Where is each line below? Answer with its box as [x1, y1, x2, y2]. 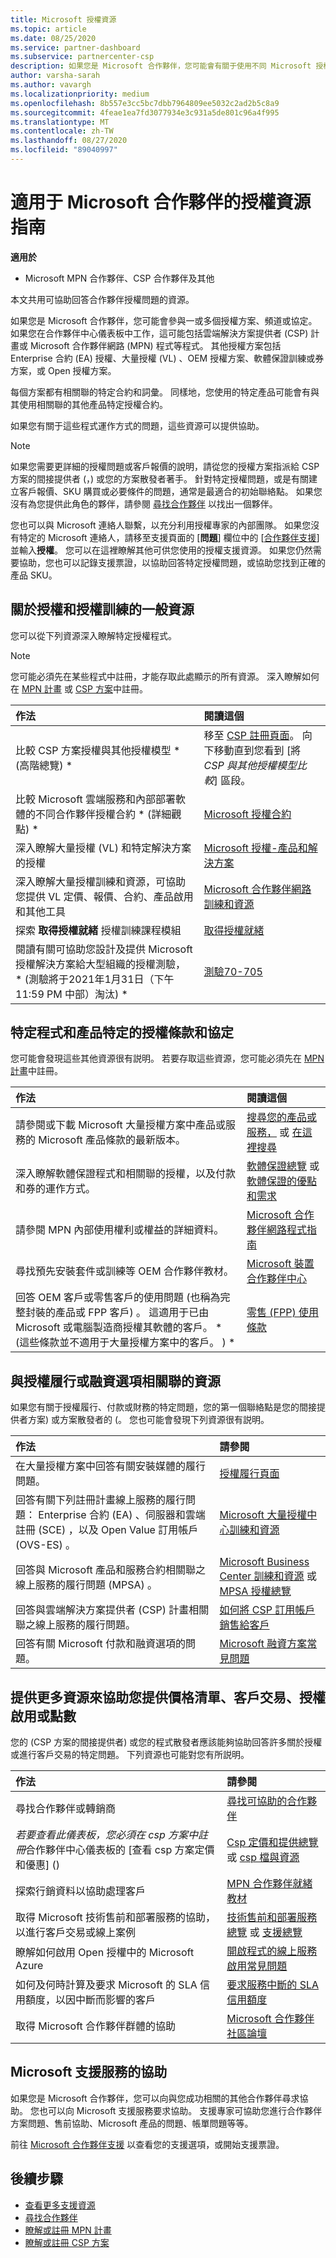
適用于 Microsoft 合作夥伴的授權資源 [10, 191, 312, 214]
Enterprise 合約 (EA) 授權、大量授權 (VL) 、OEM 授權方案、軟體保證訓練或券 [10, 352, 325, 364]
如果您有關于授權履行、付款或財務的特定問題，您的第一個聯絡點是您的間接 [10, 1401, 317, 1413]
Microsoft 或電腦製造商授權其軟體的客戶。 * [15, 1321, 223, 1335]
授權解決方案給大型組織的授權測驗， [15, 957, 187, 971]
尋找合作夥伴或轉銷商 [15, 1802, 117, 1816]
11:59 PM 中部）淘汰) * [15, 987, 128, 1001]
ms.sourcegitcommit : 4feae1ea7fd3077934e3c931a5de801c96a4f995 [10, 107, 280, 118]
